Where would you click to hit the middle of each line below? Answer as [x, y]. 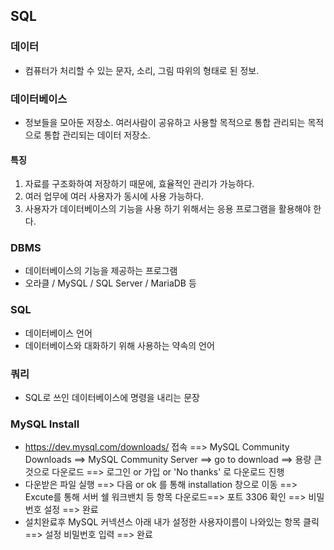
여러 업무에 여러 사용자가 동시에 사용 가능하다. [114, 196]
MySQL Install [45, 424]
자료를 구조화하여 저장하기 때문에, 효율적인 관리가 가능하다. [139, 184]
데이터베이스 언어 [58, 333]
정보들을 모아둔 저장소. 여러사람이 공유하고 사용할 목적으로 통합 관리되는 [165, 122]
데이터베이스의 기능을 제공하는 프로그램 [101, 271]
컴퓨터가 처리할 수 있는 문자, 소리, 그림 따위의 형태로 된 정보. [142, 70]
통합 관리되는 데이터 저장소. [97, 135]
